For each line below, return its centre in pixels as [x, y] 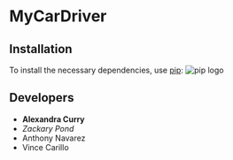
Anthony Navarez [54, 138]
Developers [42, 98]
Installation [41, 49]
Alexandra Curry [54, 119]
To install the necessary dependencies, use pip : [97, 70]
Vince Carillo [45, 147]
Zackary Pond [48, 128]
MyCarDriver [58, 16]
